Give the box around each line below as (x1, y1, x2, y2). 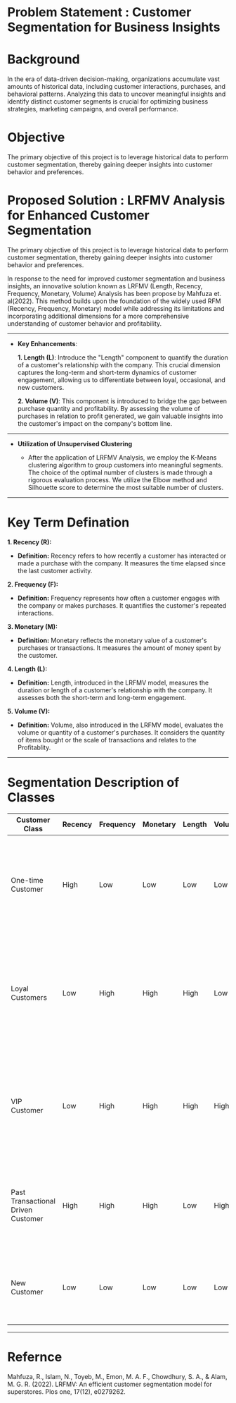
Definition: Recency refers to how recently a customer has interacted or (17, 551, 227, 560)
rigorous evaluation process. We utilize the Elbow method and (27, 476, 207, 484)
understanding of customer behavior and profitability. (7, 319, 162, 328)
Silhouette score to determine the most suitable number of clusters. (27, 484, 223, 491)
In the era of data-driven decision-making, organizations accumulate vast (7, 75, 220, 83)
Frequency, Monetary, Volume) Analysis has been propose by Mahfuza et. (7, 290, 222, 298)
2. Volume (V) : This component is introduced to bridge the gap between (17, 397, 227, 405)
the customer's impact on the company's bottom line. (17, 419, 173, 427)
